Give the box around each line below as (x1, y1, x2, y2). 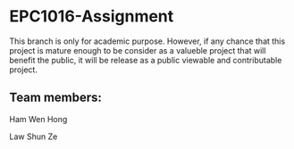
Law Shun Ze (9, 131, 58, 142)
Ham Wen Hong (9, 113, 68, 124)
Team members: (9, 90, 103, 105)
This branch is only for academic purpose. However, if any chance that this (9, 36, 286, 46)
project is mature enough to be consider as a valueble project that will (9, 45, 266, 55)
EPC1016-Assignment (9, 6, 174, 27)
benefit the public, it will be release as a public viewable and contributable (9, 54, 282, 65)
